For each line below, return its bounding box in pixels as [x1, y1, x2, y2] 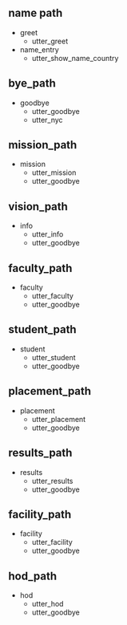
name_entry [19, 44, 60, 55]
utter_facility [31, 538, 73, 547]
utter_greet [31, 36, 69, 46]
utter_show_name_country [31, 53, 119, 63]
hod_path [8, 569, 58, 582]
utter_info [31, 229, 64, 239]
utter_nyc [31, 115, 63, 124]
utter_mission [31, 168, 77, 177]
